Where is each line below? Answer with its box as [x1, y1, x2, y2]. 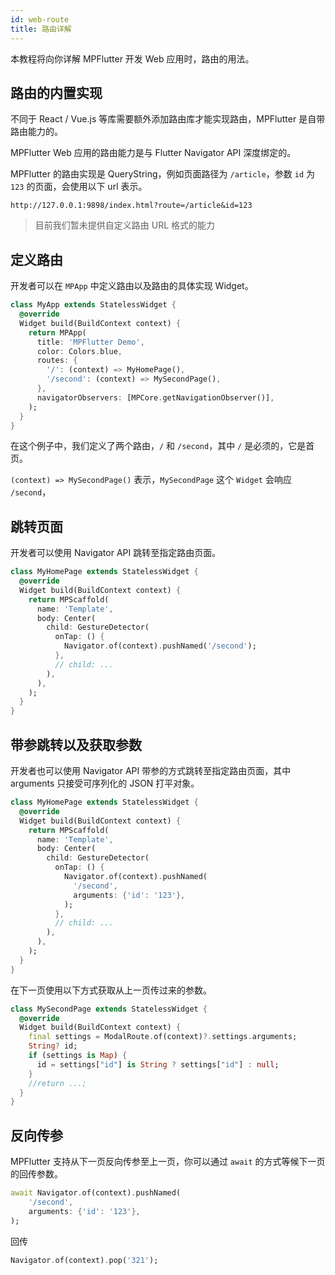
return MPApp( [28, 327, 87, 338]
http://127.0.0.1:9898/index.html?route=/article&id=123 [10, 201, 253, 211]
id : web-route [10, 14, 70, 25]
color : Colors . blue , [36, 346, 123, 356]
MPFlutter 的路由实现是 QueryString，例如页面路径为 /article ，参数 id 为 [10, 168, 315, 180]
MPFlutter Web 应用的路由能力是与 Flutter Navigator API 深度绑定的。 [10, 147, 297, 159]
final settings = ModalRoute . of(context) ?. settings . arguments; [28, 1032, 298, 1042]
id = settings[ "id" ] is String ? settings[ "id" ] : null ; [36, 1059, 280, 1070]
